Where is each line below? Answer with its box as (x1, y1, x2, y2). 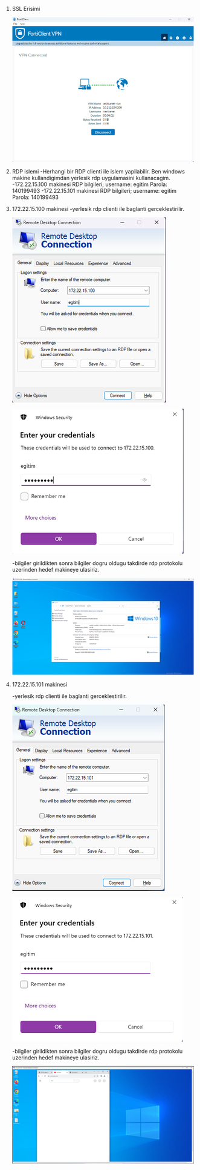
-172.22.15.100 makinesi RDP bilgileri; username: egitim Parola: (11, 181, 167, 188)
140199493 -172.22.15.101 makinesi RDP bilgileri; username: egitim (11, 187, 177, 195)
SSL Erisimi (11, 5, 40, 12)
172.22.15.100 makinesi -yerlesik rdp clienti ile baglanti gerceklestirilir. (11, 205, 184, 213)
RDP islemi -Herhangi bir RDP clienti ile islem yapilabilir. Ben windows (11, 168, 185, 175)
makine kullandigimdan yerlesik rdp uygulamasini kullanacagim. (11, 175, 170, 182)
